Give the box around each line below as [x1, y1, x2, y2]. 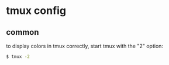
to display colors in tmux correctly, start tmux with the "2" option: [6, 42, 164, 49]
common [6, 27, 39, 37]
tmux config [6, 4, 66, 17]
